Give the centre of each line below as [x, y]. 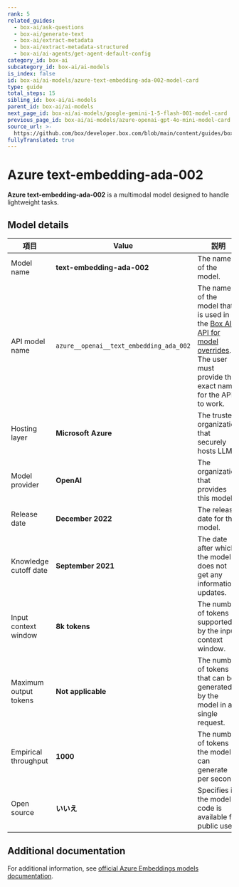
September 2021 [85, 566]
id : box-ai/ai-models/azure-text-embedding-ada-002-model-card [103, 80]
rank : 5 [19, 14]
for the [208, 395]
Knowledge [30, 561]
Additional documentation [67, 851]
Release [24, 514]
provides [212, 489]
